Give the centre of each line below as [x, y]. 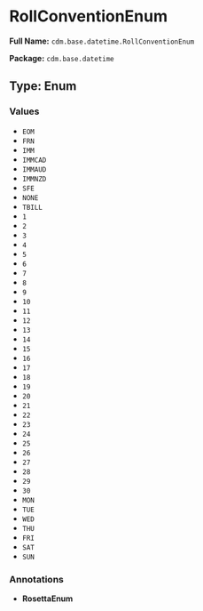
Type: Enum [43, 86]
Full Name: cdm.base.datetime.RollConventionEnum [102, 41]
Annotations [36, 579]
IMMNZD [34, 179]
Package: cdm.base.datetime [62, 58]
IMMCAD [34, 160]
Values [24, 111]
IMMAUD [34, 169]
